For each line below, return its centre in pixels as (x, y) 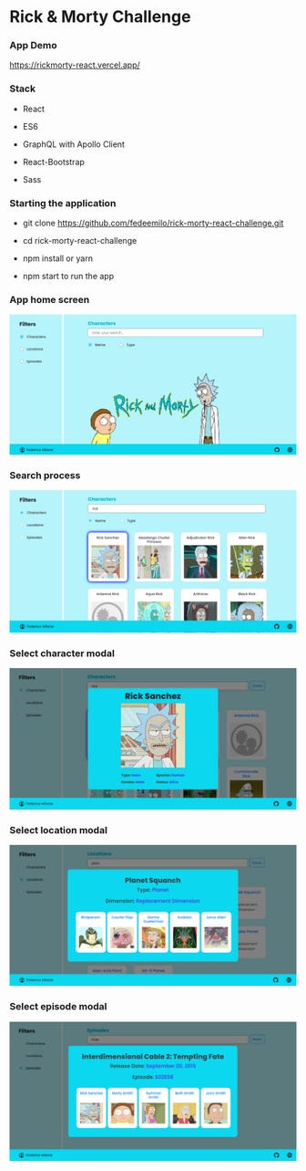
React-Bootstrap (53, 162)
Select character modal (62, 653)
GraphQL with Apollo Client (74, 144)
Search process (45, 475)
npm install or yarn (58, 258)
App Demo (33, 46)
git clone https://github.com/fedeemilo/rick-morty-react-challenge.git (153, 223)
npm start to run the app (68, 277)
